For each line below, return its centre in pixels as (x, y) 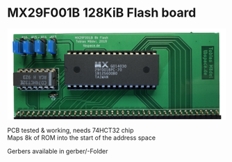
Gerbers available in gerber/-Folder (58, 151)
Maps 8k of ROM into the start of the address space (82, 138)
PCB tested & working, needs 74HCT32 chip (71, 130)
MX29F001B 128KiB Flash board (102, 13)
